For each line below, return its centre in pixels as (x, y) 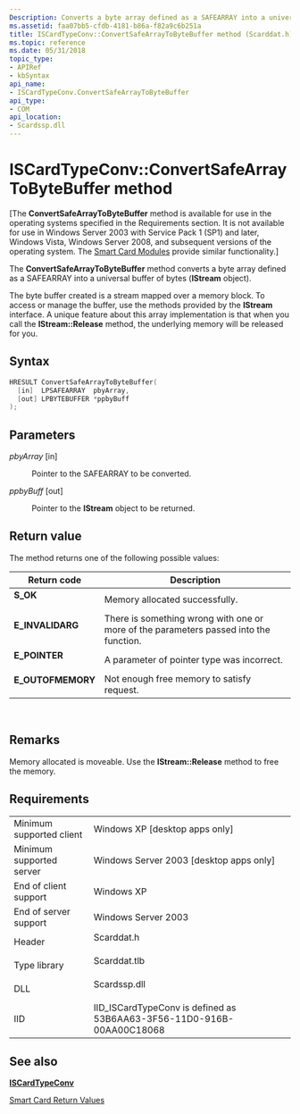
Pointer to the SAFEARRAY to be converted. (112, 473)
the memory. (33, 771)
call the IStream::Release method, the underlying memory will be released (146, 323)
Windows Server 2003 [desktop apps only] (184, 860)
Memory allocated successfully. (171, 599)
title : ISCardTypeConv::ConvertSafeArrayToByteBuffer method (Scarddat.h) (151, 34)
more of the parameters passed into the (187, 629)
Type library (39, 965)
